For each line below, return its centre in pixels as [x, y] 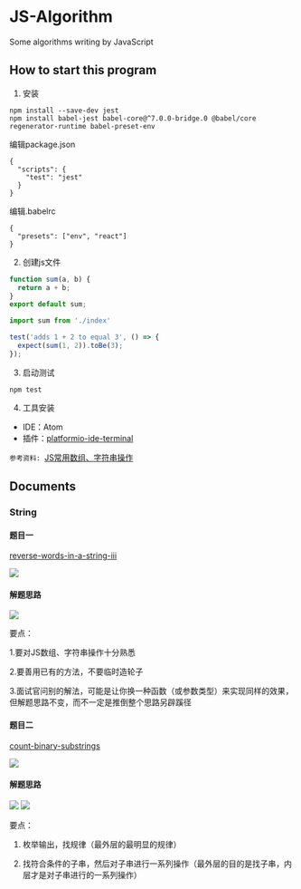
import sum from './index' [60, 321]
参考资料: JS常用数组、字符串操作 [71, 457]
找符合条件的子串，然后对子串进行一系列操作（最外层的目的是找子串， [153, 864]
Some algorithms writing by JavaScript [81, 42]
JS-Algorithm [61, 17]
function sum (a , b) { [50, 279]
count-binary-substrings [55, 746]
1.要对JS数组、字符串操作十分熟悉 [72, 652]
